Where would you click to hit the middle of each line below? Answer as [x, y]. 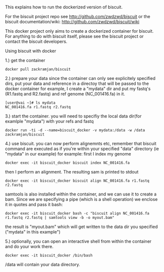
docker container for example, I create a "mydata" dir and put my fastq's [78, 89]
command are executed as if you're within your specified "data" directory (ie [82, 149]
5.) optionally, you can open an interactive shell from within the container [78, 241]
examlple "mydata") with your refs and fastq [50, 121]
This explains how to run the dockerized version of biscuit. [64, 7]
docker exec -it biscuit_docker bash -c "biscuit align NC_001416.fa [77, 214]
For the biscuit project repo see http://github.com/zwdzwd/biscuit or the [78, 16]
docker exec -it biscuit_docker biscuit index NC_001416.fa [68, 163]
